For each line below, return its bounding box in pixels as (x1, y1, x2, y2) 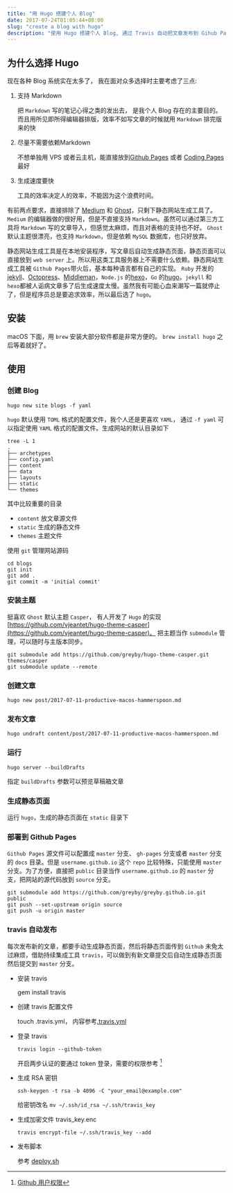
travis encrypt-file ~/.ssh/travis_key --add (17, 1129, 151, 1136)
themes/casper (7, 657, 49, 664)
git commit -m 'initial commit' (7, 578, 101, 585)
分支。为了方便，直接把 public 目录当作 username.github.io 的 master (7, 867, 207, 875)
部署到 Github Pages (7, 832, 77, 842)
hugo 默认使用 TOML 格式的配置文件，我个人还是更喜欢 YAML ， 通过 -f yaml (7, 415, 216, 424)
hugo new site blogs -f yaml (7, 402, 92, 409)
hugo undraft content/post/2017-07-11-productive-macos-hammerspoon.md (7, 731, 218, 737)
